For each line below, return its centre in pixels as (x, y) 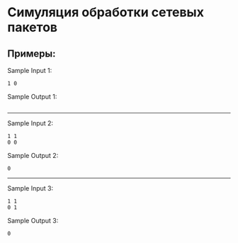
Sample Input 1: (30, 70)
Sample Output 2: (33, 156)
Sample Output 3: (33, 221)
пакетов (33, 27)
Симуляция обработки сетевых (106, 12)
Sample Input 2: (30, 123)
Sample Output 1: (32, 97)
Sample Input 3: (30, 188)
